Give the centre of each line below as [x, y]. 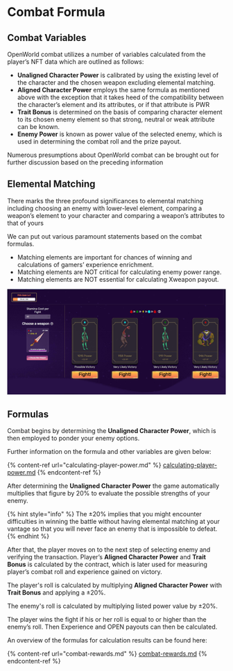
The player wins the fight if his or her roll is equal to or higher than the [107, 620]
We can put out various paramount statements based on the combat [105, 236]
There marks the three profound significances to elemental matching [105, 201]
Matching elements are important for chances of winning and [104, 257]
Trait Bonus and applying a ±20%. [57, 593]
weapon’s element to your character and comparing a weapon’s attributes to [116, 215]
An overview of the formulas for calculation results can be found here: [107, 640]
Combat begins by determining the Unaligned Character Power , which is [112, 431]
